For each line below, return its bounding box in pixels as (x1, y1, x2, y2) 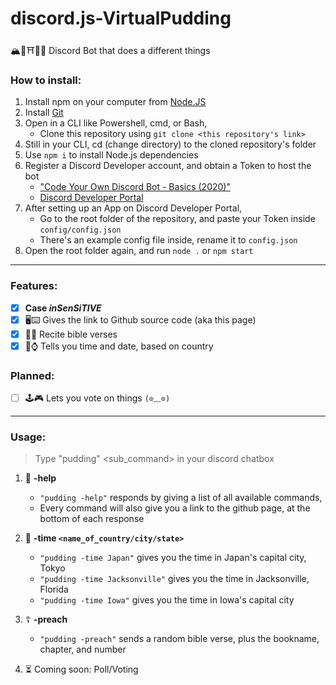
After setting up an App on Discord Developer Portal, (24, 202, 243, 214)
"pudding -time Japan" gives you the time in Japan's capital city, (39, 552, 307, 564)
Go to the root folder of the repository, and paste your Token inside (39, 213, 316, 225)
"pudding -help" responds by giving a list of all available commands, (39, 492, 323, 504)
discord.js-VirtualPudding (10, 7, 232, 30)
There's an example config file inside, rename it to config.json (39, 234, 298, 246)
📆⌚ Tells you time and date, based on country (24, 340, 214, 352)
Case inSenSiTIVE (24, 302, 102, 314)
